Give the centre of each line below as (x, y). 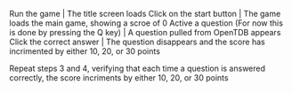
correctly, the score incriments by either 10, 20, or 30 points (119, 78)
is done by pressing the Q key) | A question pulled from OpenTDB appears (145, 32)
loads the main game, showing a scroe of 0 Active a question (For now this (146, 23)
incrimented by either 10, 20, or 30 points (85, 51)
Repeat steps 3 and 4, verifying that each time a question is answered (137, 68)
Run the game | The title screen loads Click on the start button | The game (145, 14)
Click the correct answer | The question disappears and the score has (137, 42)
